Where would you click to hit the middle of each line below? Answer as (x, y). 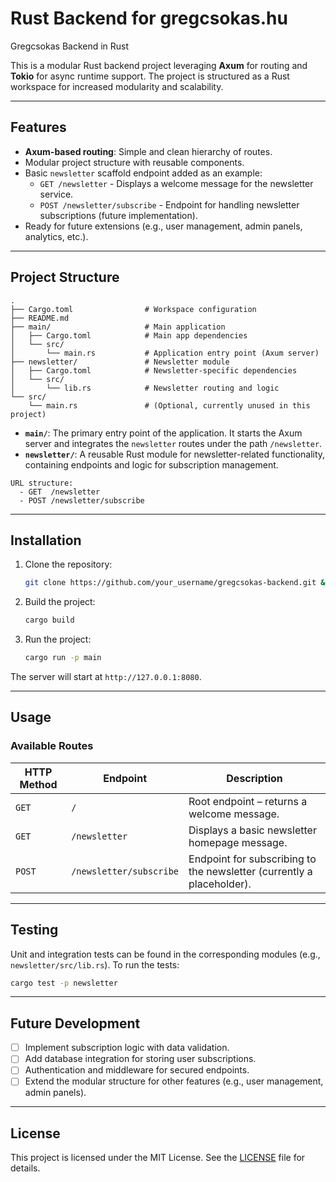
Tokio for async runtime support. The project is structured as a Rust (150, 76)
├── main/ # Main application (118, 327)
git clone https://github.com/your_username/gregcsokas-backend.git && (177, 583)
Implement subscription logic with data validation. (127, 1048)
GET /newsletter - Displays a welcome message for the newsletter (176, 183)
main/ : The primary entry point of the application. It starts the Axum (163, 433)
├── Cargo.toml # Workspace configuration (133, 309)
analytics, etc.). (56, 236)
